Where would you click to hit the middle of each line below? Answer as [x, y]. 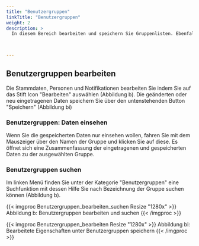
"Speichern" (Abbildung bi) [39, 107]
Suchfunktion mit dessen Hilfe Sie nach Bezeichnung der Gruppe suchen [95, 189]
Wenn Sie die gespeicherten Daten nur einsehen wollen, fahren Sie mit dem [98, 135]
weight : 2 [18, 23]
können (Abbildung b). [33, 195]
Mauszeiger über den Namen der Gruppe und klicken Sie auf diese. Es [92, 142]
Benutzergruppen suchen [44, 170]
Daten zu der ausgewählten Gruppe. [50, 154]
